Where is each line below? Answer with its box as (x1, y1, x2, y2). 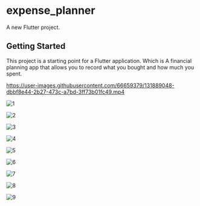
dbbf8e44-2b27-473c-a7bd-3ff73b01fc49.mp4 (6, 88, 125, 95)
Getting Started (6, 41, 66, 51)
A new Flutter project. (6, 24, 60, 31)
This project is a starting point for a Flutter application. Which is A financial (6, 57, 192, 64)
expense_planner (6, 4, 95, 18)
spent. (6, 70, 22, 77)
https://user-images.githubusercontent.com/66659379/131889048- (6, 82, 175, 89)
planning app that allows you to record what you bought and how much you (6, 63, 195, 71)
